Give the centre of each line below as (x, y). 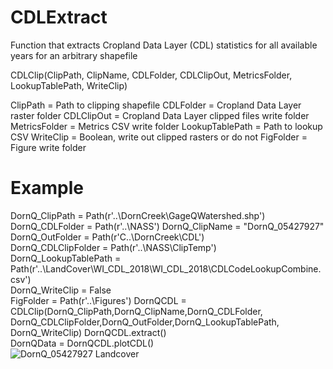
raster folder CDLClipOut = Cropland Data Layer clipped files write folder (160, 115)
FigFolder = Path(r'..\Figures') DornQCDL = (98, 300)
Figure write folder (48, 147)
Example (47, 188)
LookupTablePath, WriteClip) (69, 85)
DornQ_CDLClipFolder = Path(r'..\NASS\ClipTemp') (113, 247)
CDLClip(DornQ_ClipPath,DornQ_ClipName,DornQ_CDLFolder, (136, 311)
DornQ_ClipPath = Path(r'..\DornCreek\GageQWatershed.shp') (138, 215)
